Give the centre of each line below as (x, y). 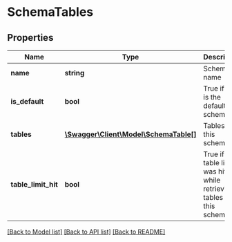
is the (212, 97)
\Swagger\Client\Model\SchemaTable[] (130, 134)
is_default (27, 101)
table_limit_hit (35, 184)
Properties (30, 38)
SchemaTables (50, 12)
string (75, 73)
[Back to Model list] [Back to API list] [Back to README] (86, 232)
